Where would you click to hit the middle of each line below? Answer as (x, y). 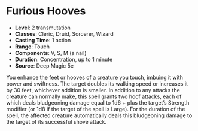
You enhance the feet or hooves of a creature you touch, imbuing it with (95, 77)
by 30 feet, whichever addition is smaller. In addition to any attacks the (93, 90)
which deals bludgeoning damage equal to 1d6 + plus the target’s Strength (98, 102)
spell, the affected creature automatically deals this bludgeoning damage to (99, 115)
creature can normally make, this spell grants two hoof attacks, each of (94, 96)
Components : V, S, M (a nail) (51, 53)
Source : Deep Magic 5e (44, 65)
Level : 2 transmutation (42, 28)
